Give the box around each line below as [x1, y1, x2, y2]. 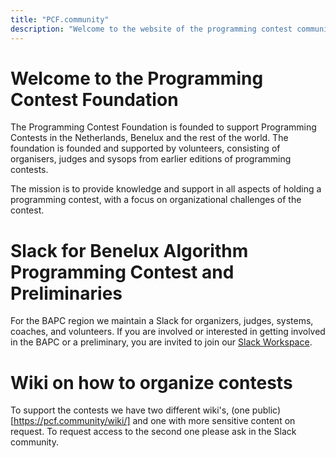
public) [251, 404, 281, 416]
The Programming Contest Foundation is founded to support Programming [10, 121, 317, 133]
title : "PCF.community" [10, 14, 110, 25]
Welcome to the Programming [10, 67, 264, 90]
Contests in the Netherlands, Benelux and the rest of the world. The [10, 132, 289, 144]
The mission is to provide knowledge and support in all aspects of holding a [10, 183, 322, 195]
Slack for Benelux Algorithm [10, 239, 249, 262]
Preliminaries [10, 282, 123, 305]
